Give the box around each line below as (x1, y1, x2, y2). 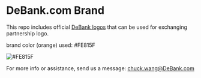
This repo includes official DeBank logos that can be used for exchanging (6, 23, 188, 31)
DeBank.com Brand (6, 4, 105, 17)
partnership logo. (6, 29, 49, 37)
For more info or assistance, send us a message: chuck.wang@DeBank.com (6, 64, 195, 72)
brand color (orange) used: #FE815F (6, 41, 96, 49)
